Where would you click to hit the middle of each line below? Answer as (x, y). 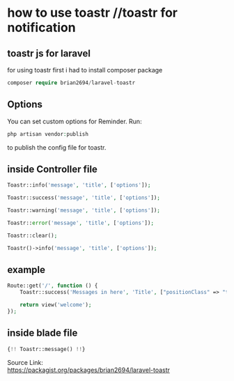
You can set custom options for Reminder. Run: (75, 121)
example (26, 270)
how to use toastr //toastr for (93, 13)
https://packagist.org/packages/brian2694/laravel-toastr (89, 370)
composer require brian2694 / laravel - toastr (71, 83)
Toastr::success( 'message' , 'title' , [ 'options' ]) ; (84, 198)
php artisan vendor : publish (48, 134)
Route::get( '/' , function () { (53, 286)
